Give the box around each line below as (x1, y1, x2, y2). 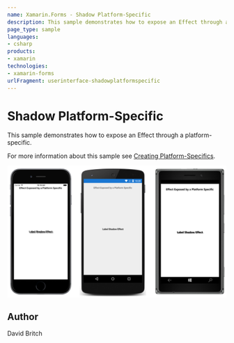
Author (7, 311, 38, 323)
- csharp (7, 40, 33, 48)
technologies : (7, 63, 49, 70)
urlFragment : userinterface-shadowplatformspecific (7, 77, 160, 84)
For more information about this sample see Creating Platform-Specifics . (7, 152, 216, 160)
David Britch (7, 329, 43, 337)
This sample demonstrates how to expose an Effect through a (7, 131, 184, 139)
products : (7, 48, 36, 55)
